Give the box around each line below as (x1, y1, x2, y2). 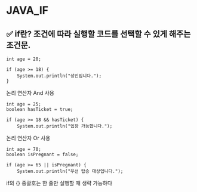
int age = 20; (6, 56, 42, 62)
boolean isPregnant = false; (6, 151, 79, 157)
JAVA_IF (6, 4, 49, 17)
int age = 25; (6, 101, 42, 107)
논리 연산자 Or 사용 (6, 135, 51, 141)
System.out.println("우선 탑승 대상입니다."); (17, 168, 124, 174)
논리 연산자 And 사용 (6, 89, 55, 96)
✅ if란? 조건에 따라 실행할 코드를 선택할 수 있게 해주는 (6, 29, 191, 39)
